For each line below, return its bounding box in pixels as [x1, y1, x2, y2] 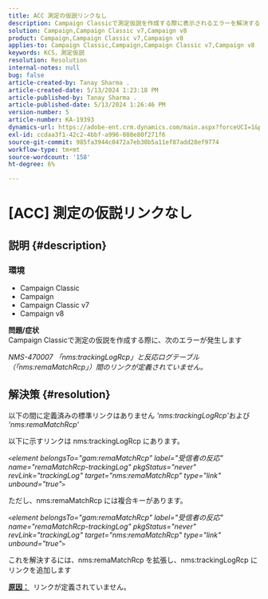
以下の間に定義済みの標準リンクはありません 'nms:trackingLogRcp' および [8, 410, 250, 420]
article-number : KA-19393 [8, 116, 94, 124]
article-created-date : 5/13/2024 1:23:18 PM [8, 86, 159, 94]
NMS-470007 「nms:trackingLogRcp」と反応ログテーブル [8, 353, 200, 361]
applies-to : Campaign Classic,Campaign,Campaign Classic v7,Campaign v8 [8, 42, 255, 50]
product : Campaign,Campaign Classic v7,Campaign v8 [8, 34, 183, 42]
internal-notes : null [8, 64, 81, 72]
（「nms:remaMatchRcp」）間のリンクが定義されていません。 [8, 362, 207, 372]
